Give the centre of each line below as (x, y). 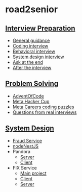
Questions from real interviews (45, 112)
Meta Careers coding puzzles (43, 107)
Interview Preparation (40, 28)
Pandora (21, 151)
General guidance (31, 40)
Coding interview (30, 46)
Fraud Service (27, 140)
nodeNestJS (26, 146)
